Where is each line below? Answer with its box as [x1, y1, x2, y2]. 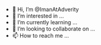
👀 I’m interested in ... [12, 12, 64, 19]
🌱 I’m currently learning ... [12, 19, 78, 26]
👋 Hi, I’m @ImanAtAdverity [12, 6, 80, 13]
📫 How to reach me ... [12, 32, 69, 39]
